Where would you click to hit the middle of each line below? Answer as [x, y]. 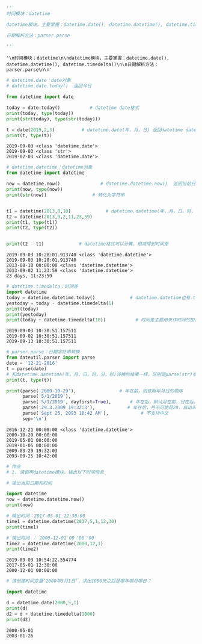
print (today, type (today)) [40, 113]
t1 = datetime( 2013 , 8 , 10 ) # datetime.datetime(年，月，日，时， [101, 211]
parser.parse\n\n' [29, 70]
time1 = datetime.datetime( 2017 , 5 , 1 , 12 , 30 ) [62, 521]
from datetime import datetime [45, 173]
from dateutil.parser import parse [51, 358]
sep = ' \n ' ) [34, 419]
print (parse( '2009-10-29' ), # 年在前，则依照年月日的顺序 [95, 391]
